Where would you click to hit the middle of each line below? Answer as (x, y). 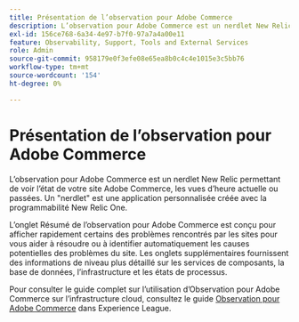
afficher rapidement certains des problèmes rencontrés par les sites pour (143, 234)
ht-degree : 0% (36, 84)
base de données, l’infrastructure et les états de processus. (118, 271)
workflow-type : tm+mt (49, 68)
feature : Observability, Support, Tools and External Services (129, 42)
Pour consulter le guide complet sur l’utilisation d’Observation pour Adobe (145, 289)
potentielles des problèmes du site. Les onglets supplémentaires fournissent (149, 253)
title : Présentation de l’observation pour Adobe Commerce (121, 17)
